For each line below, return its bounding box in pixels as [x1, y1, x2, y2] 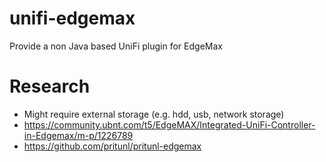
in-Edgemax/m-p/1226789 [23, 129, 134, 141]
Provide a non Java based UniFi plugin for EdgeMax [9, 40, 223, 52]
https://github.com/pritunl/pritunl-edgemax [23, 140, 202, 152]
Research [9, 75, 91, 98]
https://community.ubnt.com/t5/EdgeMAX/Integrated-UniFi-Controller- [23, 118, 316, 131]
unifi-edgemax [9, 7, 136, 30]
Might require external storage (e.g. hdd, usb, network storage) [23, 108, 285, 120]
